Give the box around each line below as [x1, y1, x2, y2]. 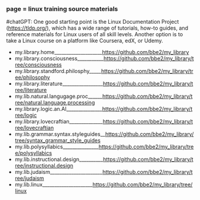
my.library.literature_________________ [14, 80, 103, 87]
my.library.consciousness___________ [14, 55, 104, 62]
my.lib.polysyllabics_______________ [14, 143, 99, 150]
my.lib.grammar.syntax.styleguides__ [14, 131, 106, 138]
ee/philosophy [14, 74, 51, 81]
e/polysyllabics [14, 150, 52, 157]
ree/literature [14, 87, 47, 94]
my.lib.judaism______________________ [14, 169, 103, 176]
